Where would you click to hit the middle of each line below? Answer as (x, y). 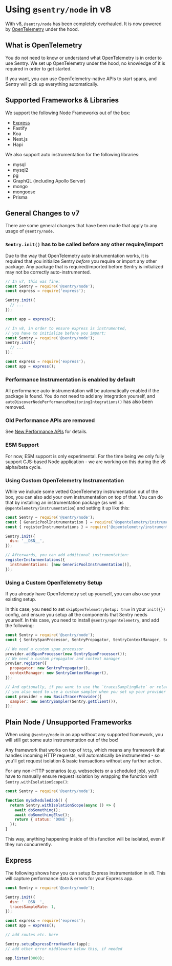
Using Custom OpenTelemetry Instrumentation (65, 480)
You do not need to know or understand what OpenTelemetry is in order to (84, 58)
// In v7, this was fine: (33, 281)
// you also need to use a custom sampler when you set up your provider (86, 692)
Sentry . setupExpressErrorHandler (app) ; (48, 944)
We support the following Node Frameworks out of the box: (68, 113)
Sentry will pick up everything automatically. (52, 84)
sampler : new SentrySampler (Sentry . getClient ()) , (64, 701)
